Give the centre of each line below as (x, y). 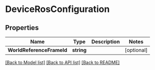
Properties (22, 28)
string (79, 50)
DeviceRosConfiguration (57, 9)
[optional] (136, 50)
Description (105, 42)
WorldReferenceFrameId (37, 50)
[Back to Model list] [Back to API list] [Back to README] (62, 62)
